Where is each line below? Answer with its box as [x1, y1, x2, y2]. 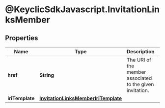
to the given [127, 81, 154, 87]
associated [127, 75, 152, 82]
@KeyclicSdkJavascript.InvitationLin [5, 4, 160, 15]
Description [127, 48, 155, 55]
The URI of [127, 57, 151, 63]
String [39, 72, 55, 78]
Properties [5, 34, 38, 42]
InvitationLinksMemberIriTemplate [39, 95, 122, 102]
